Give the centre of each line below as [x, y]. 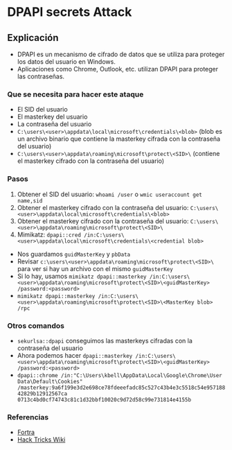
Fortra [26, 432]
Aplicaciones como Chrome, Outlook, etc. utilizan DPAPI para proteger [118, 69]
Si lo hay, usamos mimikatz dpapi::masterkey [82, 276]
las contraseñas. [41, 76]
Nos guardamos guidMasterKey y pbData [74, 254]
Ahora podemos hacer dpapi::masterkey [75, 355]
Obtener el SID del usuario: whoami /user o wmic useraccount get [110, 194]
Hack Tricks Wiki [41, 440]
